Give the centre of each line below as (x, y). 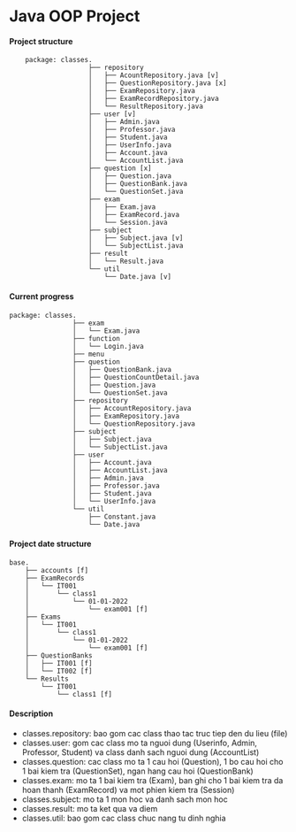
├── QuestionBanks (59, 655)
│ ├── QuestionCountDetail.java (136, 377)
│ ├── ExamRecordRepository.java (153, 99)
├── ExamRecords (55, 578)
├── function (96, 338)
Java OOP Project (75, 16)
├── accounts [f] (57, 570)
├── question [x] (120, 169)
